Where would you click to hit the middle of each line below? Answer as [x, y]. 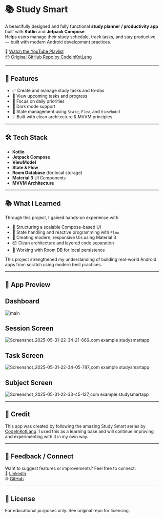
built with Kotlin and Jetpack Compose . [45, 31]
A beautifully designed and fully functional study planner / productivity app [82, 26]
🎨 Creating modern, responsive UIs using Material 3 [64, 237]
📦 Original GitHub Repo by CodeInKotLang [48, 57]
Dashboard [22, 301]
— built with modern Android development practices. [58, 42]
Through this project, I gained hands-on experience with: [62, 217]
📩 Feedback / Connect [40, 457]
